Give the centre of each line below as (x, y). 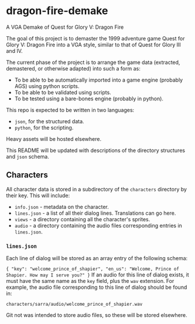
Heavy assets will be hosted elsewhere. (54, 139)
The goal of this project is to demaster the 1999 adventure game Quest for (95, 38)
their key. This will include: (38, 195)
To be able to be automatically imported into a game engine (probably (99, 80)
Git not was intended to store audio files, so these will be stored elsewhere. (97, 315)
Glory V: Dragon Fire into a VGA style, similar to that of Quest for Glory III (94, 45)
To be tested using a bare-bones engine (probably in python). (89, 99)
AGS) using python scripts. (47, 86)
